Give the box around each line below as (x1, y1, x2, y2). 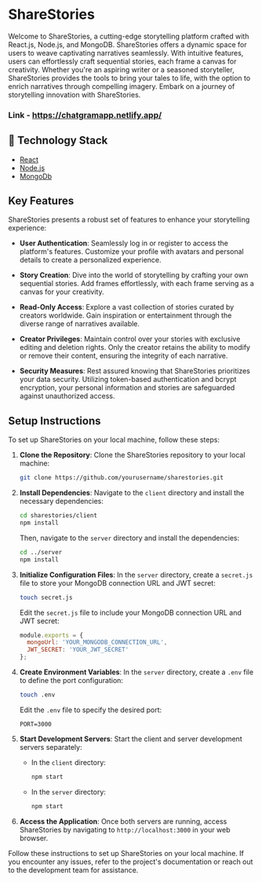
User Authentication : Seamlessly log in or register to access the (19, 238, 229, 248)
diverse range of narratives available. (19, 319, 140, 329)
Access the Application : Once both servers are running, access (19, 816, 227, 826)
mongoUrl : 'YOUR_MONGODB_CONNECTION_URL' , (27, 638, 168, 646)
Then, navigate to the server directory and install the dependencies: (19, 533, 240, 542)
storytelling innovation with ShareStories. (8, 90, 141, 99)
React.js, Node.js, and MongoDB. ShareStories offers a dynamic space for (8, 39, 247, 49)
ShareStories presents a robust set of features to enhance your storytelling (8, 215, 250, 225)
